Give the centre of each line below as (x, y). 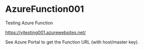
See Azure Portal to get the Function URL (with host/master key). (72, 42)
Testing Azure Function (29, 23)
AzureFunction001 (45, 9)
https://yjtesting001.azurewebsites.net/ (46, 32)
